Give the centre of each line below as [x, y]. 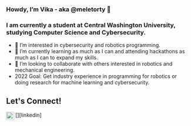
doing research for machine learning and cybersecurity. [82, 83]
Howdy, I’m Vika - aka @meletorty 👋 [58, 9]
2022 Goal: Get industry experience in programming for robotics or [96, 76]
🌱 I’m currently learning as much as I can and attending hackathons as [100, 52]
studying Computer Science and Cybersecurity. [76, 32]
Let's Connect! [34, 101]
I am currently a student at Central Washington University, [91, 25]
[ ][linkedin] [29, 115]
